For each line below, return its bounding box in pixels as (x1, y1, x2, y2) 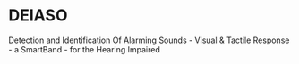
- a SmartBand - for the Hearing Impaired (8, 44, 160, 54)
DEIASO (8, 5, 68, 26)
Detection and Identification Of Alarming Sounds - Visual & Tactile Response (8, 35, 290, 45)
